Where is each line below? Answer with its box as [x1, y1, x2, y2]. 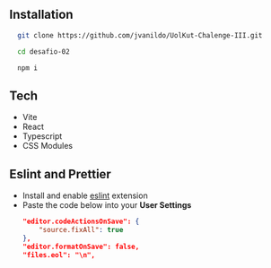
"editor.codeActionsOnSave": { [22, 217, 140, 227]
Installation [9, 7, 74, 22]
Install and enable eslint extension [22, 190, 148, 201]
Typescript [22, 131, 63, 142]
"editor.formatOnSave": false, [22, 242, 140, 251]
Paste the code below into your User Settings [22, 200, 192, 211]
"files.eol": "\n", [22, 250, 96, 259]
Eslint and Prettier [9, 166, 112, 182]
